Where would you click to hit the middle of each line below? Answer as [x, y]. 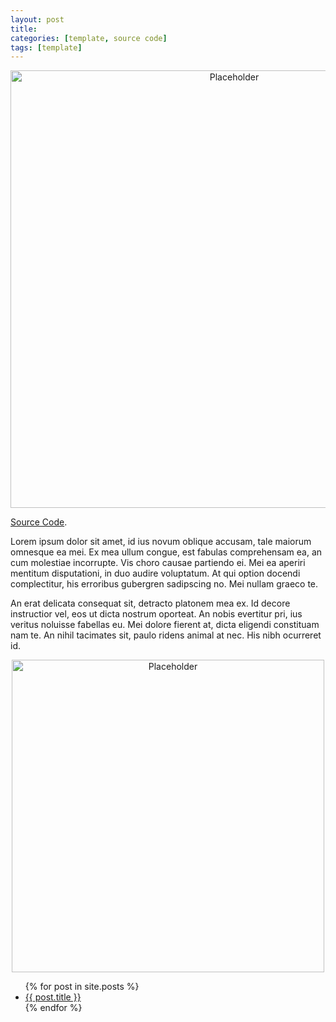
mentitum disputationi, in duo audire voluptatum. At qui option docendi [155, 573]
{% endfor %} [53, 1008]
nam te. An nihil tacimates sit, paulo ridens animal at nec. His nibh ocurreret [166, 635]
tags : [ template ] [46, 47]
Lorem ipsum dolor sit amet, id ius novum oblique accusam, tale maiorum [161, 542]
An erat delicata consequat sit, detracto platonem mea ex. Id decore [150, 603]
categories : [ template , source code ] [89, 38]
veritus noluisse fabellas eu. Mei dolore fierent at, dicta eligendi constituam [165, 625]
